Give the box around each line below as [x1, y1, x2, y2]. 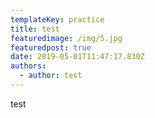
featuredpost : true [10, 42, 92, 53]
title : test [10, 24, 60, 34]
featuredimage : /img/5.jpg [10, 33, 123, 43]
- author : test [19, 71, 83, 81]
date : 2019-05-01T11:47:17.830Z [10, 52, 145, 62]
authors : [10, 61, 47, 71]
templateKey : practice [10, 14, 105, 25]
